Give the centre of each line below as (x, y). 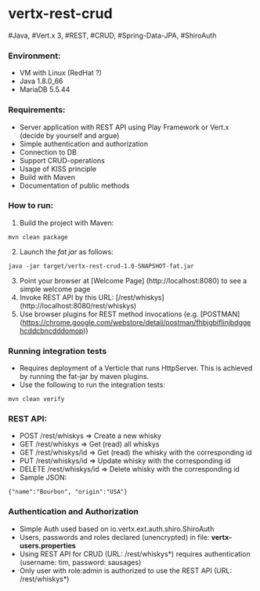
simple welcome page (55, 289)
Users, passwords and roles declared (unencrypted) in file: (114, 537)
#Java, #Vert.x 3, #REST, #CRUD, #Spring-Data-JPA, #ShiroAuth (112, 35)
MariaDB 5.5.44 (45, 89)
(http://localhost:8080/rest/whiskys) (78, 305)
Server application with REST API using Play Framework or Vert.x (124, 127)
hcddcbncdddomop (51, 330)
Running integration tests (58, 351)
